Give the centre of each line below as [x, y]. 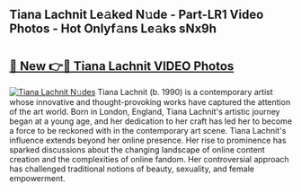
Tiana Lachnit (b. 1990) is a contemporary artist [185, 92]
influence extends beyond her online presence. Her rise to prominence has [148, 140]
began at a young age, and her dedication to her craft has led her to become [151, 121]
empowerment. [37, 178]
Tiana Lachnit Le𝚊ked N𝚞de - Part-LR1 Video [137, 15]
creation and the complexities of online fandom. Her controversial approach [149, 159]
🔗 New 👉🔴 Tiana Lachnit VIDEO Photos [122, 66]
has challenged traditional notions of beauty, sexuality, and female [132, 169]
